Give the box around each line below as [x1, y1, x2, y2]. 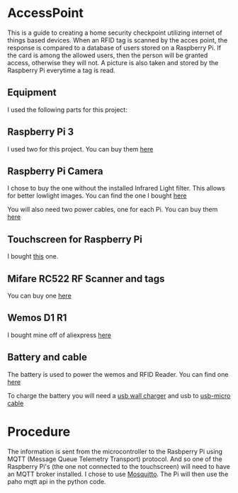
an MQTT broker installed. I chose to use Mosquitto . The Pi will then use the [7, 470, 229, 478]
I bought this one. [7, 252, 59, 261]
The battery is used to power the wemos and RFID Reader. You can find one [7, 370, 229, 378]
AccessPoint [7, 5, 84, 21]
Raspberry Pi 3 [7, 126, 74, 138]
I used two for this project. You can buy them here [7, 144, 154, 153]
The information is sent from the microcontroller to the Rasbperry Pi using [7, 447, 223, 455]
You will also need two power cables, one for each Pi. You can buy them [7, 205, 218, 214]
